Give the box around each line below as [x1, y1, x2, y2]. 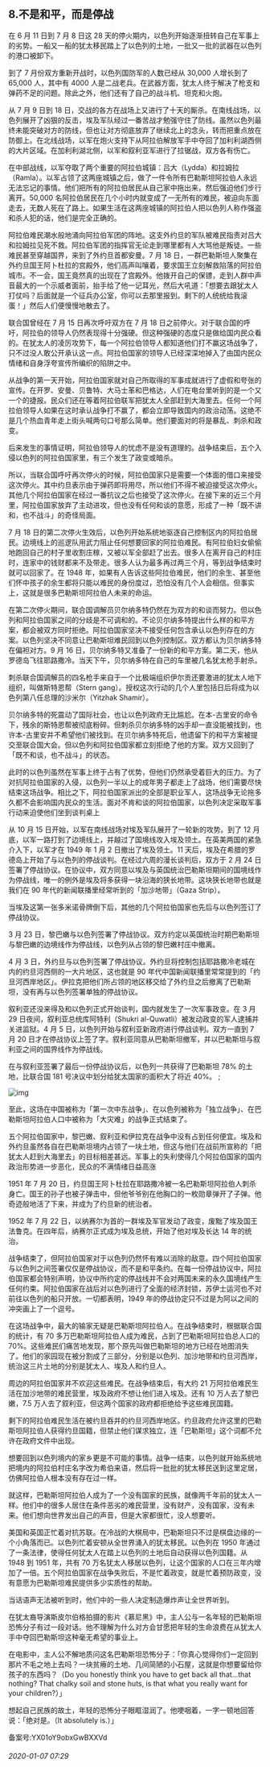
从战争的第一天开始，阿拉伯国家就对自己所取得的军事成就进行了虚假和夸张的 [8, 375, 262, 385]
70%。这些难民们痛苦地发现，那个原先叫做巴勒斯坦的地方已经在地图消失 [8, 1341, 249, 1350]
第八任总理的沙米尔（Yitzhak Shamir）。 [22, 692, 153, 702]
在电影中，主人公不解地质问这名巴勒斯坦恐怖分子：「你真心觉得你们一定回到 [8, 1649, 259, 1659]
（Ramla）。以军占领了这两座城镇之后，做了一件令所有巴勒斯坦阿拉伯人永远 [8, 173, 258, 182]
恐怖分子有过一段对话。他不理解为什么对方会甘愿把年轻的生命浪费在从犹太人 [8, 1622, 262, 1632]
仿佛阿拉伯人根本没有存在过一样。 [8, 1473, 121, 1482]
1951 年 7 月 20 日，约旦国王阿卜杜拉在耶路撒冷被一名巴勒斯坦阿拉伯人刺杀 [8, 1179, 257, 1188]
